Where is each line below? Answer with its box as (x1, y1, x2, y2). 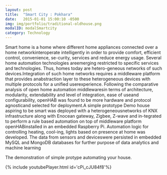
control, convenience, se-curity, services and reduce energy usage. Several (5, 55, 161, 60)
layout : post (5, 7, 32, 12)
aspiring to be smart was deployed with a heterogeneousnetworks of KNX (5, 108, 158, 114)
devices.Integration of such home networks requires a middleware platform (5, 71, 160, 76)
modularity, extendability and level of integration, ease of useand (5, 92, 139, 98)
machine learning (5, 145, 41, 151)
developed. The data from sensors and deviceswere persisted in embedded (5, 134, 161, 140)
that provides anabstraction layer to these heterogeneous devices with (5, 76, 151, 82)
